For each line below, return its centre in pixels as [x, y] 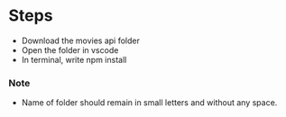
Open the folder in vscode [70, 49]
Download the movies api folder [81, 40]
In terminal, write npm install [74, 59]
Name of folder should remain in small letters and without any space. [149, 103]
